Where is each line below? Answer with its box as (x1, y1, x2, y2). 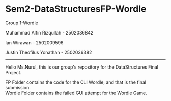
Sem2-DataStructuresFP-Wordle (5, 3, 147, 15)
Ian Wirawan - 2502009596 (5, 39, 64, 46)
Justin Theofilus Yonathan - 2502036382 (5, 49, 92, 55)
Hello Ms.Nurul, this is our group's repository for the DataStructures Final (5, 64, 159, 70)
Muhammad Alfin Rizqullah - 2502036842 (5, 29, 94, 36)
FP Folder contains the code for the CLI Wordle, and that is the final (5, 79, 147, 85)
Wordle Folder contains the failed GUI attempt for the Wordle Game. (5, 90, 148, 96)
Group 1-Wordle (5, 20, 38, 26)
